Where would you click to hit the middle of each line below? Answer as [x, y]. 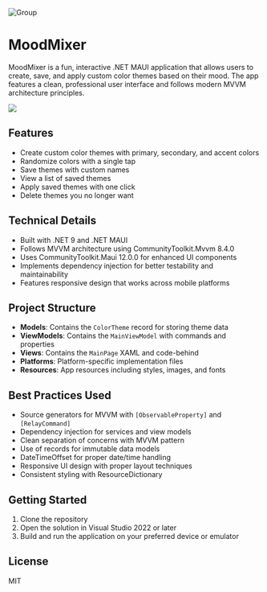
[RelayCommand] [45, 424]
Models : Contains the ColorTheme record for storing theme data [124, 327]
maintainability [44, 274]
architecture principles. [47, 92]
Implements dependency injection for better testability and [117, 265]
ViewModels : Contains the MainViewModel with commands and [123, 336]
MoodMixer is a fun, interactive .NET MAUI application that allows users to [131, 67]
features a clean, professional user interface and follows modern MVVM [127, 84]
